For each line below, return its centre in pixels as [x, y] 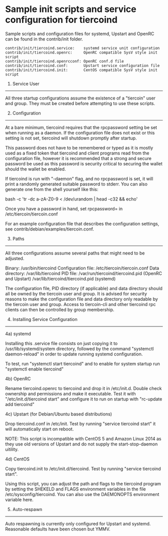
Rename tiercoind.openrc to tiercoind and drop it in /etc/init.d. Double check [83, 388]
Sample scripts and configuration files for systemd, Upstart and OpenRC [80, 33]
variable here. [19, 499]
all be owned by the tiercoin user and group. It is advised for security [76, 293]
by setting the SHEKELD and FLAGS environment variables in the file [75, 489]
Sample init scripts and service [71, 9]
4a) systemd [18, 333]
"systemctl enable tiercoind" [34, 369]
